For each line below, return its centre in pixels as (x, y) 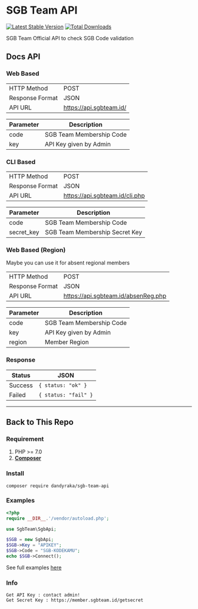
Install (15, 473)
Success (21, 385)
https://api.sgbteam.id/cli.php (104, 195)
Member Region (67, 342)
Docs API (23, 57)
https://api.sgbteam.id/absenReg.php (115, 296)
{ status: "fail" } (66, 395)
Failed (17, 395)
